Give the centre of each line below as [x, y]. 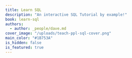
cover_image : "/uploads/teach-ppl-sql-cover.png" [58, 33]
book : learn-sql [22, 19]
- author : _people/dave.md [38, 29]
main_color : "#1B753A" [29, 38]
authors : [14, 24]
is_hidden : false [23, 43]
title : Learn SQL [23, 10]
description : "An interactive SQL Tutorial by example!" [66, 15]
